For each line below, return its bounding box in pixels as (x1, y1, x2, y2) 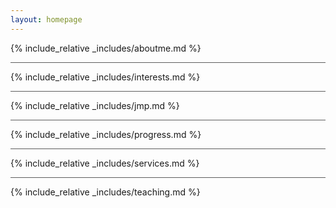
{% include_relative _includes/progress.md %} (10, 128, 202, 140)
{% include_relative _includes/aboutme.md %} (10, 42, 202, 54)
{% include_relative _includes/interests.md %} (10, 71, 201, 83)
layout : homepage (10, 14, 83, 25)
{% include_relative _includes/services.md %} (10, 157, 200, 169)
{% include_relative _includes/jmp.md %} (10, 99, 180, 111)
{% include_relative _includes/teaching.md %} (10, 186, 201, 198)
